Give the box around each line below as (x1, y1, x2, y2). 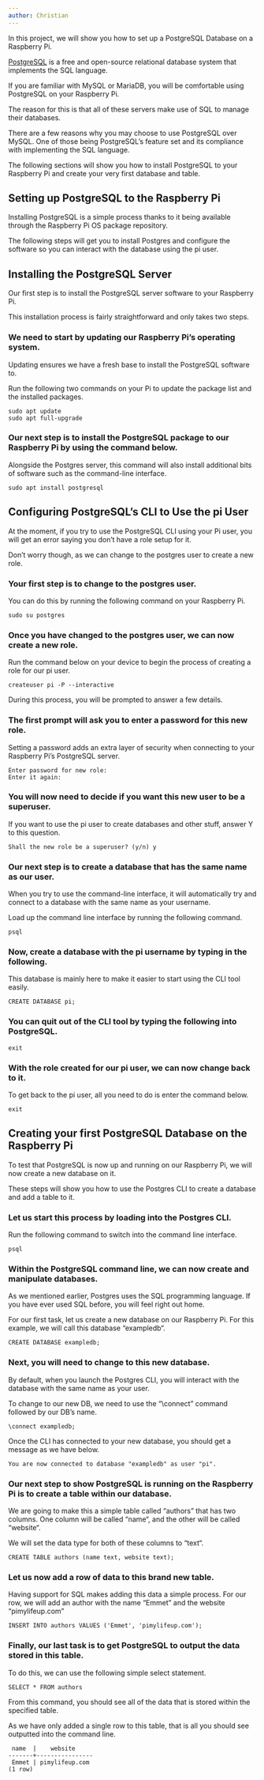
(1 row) (8, 1765, 34, 1773)
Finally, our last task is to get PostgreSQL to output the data (8, 1640, 240, 1651)
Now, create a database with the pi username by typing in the (8, 946, 247, 957)
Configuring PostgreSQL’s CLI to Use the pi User (8, 505, 249, 519)
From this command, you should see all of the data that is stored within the (8, 1697, 251, 1706)
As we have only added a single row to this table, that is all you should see (8, 1721, 250, 1730)
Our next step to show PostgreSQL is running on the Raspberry (8, 1478, 254, 1489)
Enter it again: (8, 773, 61, 781)
